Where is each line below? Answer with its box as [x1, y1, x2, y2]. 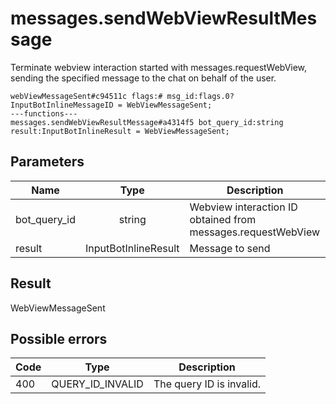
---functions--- [10, 108, 78, 119]
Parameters [10, 153, 85, 171]
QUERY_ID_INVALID [51, 377, 144, 391]
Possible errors [10, 330, 108, 347]
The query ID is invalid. [153, 377, 262, 391]
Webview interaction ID [189, 200, 298, 214]
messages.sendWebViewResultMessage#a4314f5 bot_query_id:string [10, 117, 284, 127]
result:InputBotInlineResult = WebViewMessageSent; [10, 126, 230, 136]
